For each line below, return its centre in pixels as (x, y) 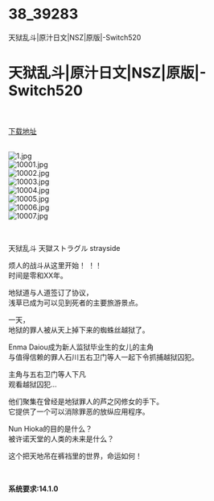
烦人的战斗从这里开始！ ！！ (55, 265)
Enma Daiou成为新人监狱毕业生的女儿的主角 (81, 347)
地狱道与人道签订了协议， (51, 292)
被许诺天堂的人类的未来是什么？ (61, 438)
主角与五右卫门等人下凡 (47, 374)
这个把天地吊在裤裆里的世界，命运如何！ (75, 456)
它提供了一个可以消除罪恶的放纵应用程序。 (79, 411)
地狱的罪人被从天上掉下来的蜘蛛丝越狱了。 (79, 330)
